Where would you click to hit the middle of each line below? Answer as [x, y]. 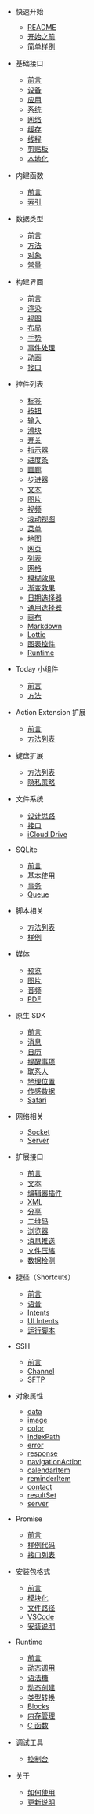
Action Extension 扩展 [51, 712]
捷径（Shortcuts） [45, 1277]
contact [40, 1487]
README [42, 27]
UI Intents [43, 1321]
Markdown [45, 626]
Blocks [38, 1706]
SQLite [26, 850]
